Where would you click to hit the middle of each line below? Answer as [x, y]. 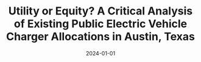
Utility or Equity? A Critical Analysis [100, 11]
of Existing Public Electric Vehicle [100, 24]
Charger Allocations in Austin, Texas [100, 37]
